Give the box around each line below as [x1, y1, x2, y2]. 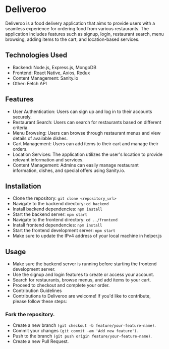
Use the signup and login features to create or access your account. [12, 271, 154, 278]
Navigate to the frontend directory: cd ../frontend [12, 217, 118, 223]
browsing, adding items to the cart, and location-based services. [5, 36, 140, 42]
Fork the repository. [5, 311, 55, 318]
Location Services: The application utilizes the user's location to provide [12, 151, 163, 157]
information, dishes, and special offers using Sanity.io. [12, 167, 126, 173]
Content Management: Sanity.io [12, 75, 79, 81]
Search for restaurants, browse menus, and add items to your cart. [12, 277, 151, 283]
